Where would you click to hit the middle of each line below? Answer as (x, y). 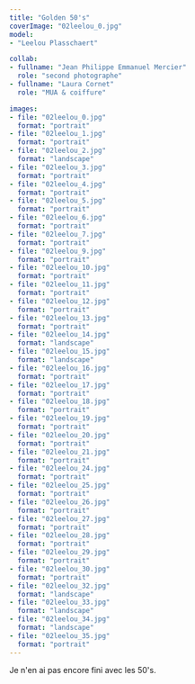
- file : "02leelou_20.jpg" (60, 435)
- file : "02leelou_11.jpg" (60, 284)
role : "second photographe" (70, 76)
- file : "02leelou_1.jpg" (58, 134)
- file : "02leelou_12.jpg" (60, 301)
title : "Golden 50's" (50, 18)
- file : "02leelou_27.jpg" (60, 518)
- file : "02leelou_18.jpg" (60, 401)
